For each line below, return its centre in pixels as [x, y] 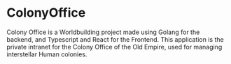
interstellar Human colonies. [47, 54]
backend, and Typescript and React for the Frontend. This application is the [115, 39]
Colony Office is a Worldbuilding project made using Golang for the [103, 32]
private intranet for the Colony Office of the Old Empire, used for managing [114, 47]
